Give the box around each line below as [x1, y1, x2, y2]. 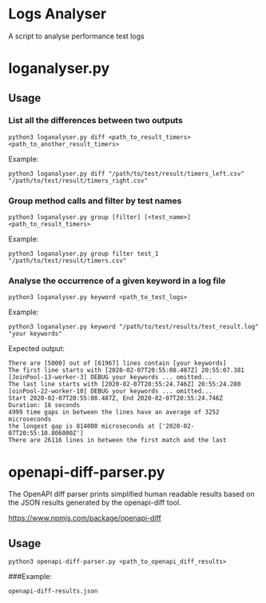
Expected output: [8, 344, 66, 353]
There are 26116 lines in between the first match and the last [8, 437, 227, 445]
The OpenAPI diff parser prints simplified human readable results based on [8, 489, 255, 499]
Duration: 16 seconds [8, 401, 81, 409]
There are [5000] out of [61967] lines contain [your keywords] [8, 359, 227, 368]
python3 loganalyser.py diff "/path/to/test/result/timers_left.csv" [8, 170, 245, 178]
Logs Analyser [8, 5, 107, 23]
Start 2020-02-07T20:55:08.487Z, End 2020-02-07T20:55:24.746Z [8, 394, 224, 402]
